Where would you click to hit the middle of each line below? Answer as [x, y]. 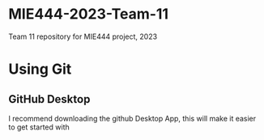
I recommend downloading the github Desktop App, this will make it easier [132, 118]
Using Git [40, 69]
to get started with [39, 127]
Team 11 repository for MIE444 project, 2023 [83, 36]
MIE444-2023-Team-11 [88, 14]
